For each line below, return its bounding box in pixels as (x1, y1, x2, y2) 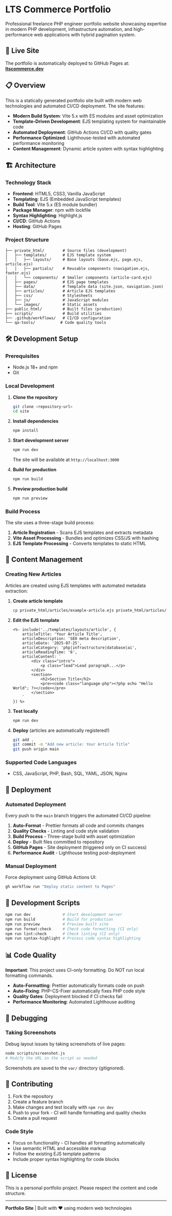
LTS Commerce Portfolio (5, 4, 111, 15)
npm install (12, 428, 38, 433)
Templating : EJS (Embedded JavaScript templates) (12, 196, 122, 202)
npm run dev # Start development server (5, 912, 123, 917)
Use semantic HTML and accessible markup (12, 1145, 106, 1151)
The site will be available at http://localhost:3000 (12, 456, 119, 463)
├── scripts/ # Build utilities (5, 311, 102, 316)
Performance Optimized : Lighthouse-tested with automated (12, 135, 140, 141)
